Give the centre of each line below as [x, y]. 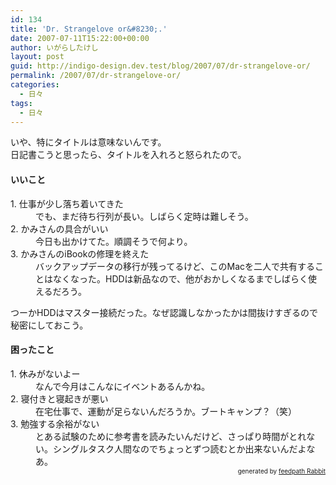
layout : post [37, 57]
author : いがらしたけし [54, 47]
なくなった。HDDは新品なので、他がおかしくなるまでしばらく [180, 278]
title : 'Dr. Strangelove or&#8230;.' [89, 29]
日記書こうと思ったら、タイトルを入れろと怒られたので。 [128, 155]
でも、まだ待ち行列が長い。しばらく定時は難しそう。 [144, 216]
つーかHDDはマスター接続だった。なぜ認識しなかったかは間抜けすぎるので [164, 312]
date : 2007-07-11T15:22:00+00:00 [80, 38]
